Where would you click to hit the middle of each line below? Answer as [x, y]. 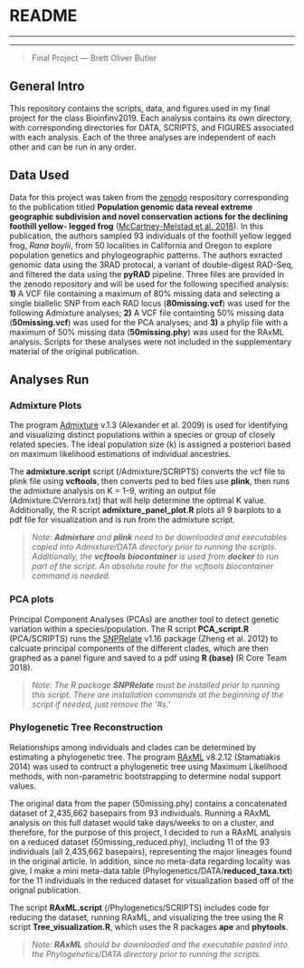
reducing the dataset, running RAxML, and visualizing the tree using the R [147, 917]
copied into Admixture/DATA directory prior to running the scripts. [154, 547]
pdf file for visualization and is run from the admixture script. [122, 520]
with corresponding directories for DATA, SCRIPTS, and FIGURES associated [152, 127]
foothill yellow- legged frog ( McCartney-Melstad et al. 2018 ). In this [137, 226]
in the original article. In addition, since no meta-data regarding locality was [150, 861]
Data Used [39, 175]
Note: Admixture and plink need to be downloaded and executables [159, 537]
